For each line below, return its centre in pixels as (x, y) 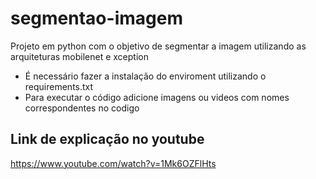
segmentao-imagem (96, 18)
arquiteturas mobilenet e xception (79, 56)
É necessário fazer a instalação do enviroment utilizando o (145, 76)
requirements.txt (59, 86)
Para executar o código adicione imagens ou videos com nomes (157, 97)
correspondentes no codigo (82, 108)
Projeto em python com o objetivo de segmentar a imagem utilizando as (158, 46)
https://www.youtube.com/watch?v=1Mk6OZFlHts (113, 163)
